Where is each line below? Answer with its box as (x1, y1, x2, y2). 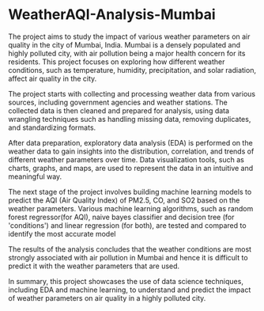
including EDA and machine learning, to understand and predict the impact (8, 285, 251, 294)
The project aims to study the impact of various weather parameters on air (8, 32, 251, 41)
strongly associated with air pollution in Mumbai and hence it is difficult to (8, 252, 248, 262)
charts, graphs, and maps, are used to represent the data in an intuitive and (8, 163, 254, 173)
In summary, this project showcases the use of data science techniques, (8, 276, 243, 286)
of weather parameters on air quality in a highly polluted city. (8, 293, 206, 302)
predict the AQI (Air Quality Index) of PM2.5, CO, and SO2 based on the (8, 195, 240, 205)
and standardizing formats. (8, 123, 96, 132)
